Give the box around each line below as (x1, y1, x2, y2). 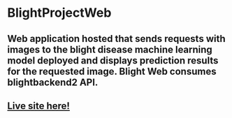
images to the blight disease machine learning (7, 43, 213, 55)
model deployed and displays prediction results (7, 54, 219, 66)
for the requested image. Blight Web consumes (7, 65, 217, 78)
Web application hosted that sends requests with (7, 33, 226, 45)
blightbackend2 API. (7, 76, 99, 88)
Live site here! (7, 100, 70, 112)
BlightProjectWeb (7, 5, 112, 21)
